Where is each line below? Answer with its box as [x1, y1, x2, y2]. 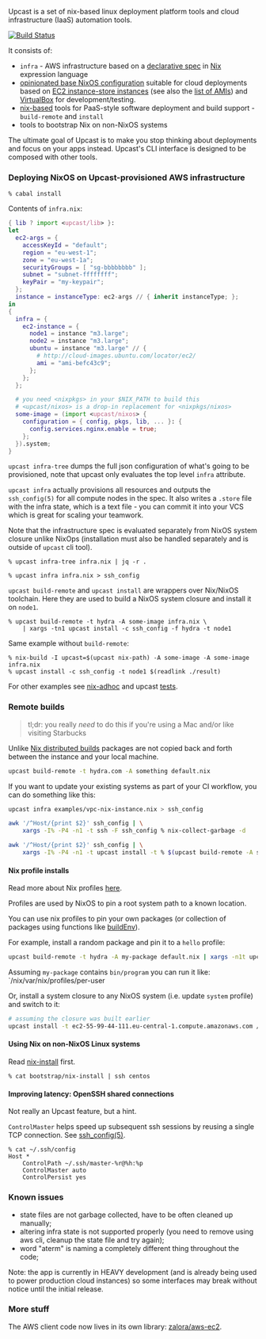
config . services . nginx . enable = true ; [28, 425, 158, 433]
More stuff [8, 1303, 50, 1314]
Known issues [8, 1192, 64, 1203]
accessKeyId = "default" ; [22, 241, 108, 249]
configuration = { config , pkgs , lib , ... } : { [22, 418, 183, 426]
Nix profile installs [8, 865, 70, 875]
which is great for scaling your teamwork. [8, 510, 144, 520]
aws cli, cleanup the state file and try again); [19, 1235, 165, 1245]
